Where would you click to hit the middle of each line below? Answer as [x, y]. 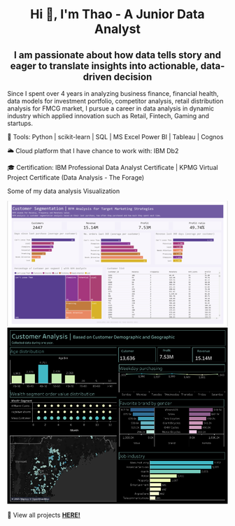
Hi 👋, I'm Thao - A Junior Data [117, 14]
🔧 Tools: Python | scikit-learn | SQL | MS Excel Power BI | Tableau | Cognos [115, 137]
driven [97, 77]
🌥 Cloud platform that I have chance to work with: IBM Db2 [93, 151]
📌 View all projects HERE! [44, 515]
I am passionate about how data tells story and [117, 55]
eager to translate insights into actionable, [104, 66]
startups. [20, 123]
